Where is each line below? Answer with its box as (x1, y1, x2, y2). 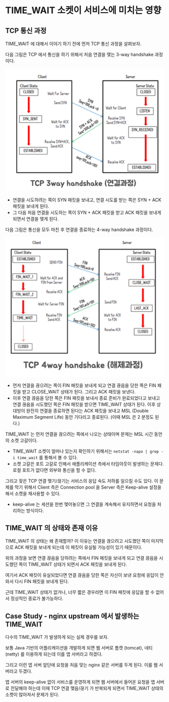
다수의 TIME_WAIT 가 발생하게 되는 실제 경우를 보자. (5, 634, 109, 640)
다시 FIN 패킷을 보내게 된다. (14, 579, 69, 585)
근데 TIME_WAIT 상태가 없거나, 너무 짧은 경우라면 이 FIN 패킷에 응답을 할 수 (5, 589, 155, 595)
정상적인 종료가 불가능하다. (10, 595, 64, 602)
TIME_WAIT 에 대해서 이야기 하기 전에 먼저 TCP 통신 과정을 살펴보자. (5, 41, 142, 47)
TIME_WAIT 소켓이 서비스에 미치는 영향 (5, 5, 162, 16)
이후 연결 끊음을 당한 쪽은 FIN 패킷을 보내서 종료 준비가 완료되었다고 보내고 (12, 395, 160, 401)
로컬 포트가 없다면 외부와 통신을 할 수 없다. (12, 467, 97, 473)
